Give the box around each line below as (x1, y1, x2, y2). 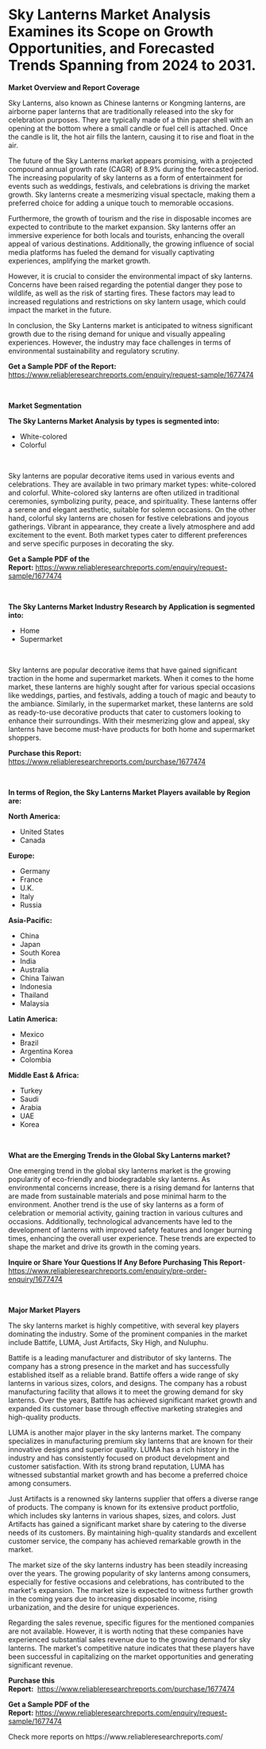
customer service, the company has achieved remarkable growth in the (8, 1536, 241, 1546)
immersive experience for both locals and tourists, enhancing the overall (8, 230, 245, 240)
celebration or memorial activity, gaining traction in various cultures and (8, 1208, 244, 1218)
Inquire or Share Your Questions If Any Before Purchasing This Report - (8, 1257, 246, 1267)
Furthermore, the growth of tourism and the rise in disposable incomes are (8, 213, 252, 223)
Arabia (19, 1102, 42, 1112)
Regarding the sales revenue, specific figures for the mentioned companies (8, 1618, 255, 1627)
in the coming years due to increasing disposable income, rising (8, 1594, 218, 1603)
